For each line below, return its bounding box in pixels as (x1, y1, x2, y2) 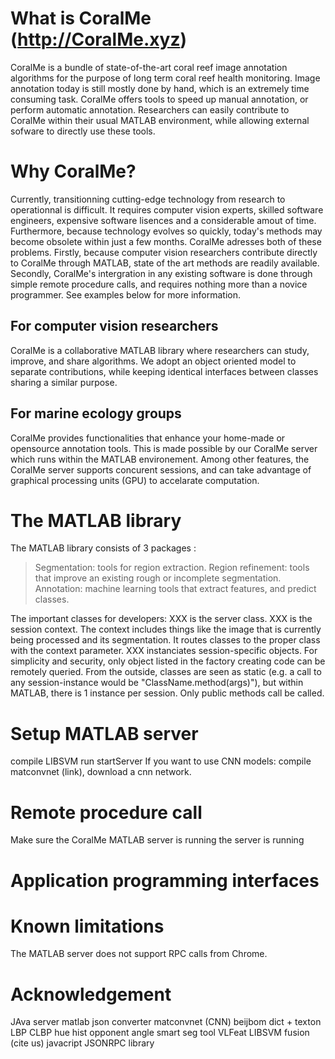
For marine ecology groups (10, 405, 182, 422)
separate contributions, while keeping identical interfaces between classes (10, 365, 319, 377)
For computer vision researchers (10, 318, 219, 335)
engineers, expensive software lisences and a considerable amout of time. (10, 214, 317, 226)
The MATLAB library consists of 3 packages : (10, 542, 197, 554)
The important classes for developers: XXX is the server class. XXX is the (10, 613, 313, 625)
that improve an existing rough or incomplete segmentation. (34, 572, 282, 584)
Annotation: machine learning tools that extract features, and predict (34, 583, 317, 595)
